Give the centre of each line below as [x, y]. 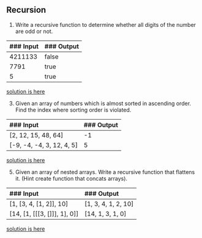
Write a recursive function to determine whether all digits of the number [106, 24]
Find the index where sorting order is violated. [73, 110]
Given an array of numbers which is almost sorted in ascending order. [103, 103]
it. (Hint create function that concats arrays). [71, 178]
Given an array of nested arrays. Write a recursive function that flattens [105, 172]
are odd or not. [34, 31]
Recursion [26, 10]
